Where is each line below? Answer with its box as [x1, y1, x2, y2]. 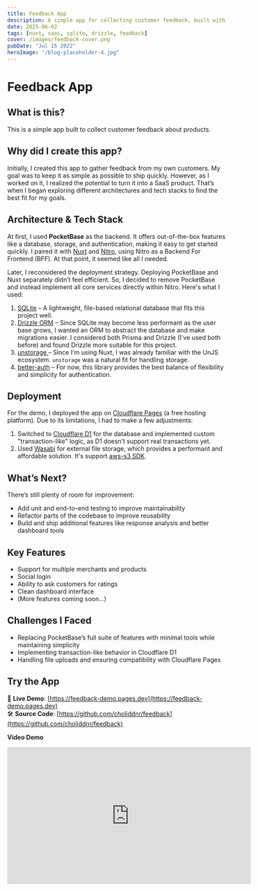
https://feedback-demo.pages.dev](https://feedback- [49, 694, 203, 702]
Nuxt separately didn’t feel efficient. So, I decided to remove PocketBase [7, 275, 216, 284]
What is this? [7, 107, 65, 118]
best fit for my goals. [7, 193, 67, 202]
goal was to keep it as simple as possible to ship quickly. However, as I [7, 171, 210, 180]
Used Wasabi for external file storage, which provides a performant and [17, 444, 223, 453]
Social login [17, 572, 51, 580]
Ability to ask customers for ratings [17, 580, 118, 588]
